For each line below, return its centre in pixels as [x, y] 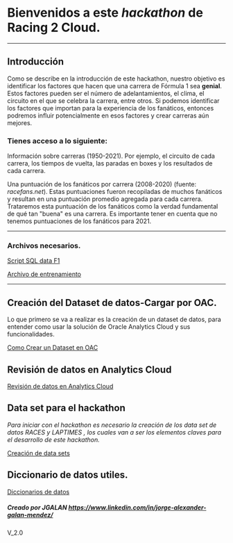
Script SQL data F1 [34, 261]
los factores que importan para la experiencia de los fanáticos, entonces [111, 108]
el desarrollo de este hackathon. [53, 439]
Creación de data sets [39, 453]
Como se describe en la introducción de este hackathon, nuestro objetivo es [116, 79]
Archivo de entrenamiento [44, 274]
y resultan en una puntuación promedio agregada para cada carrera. [105, 199]
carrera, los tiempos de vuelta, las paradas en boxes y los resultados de [110, 163]
